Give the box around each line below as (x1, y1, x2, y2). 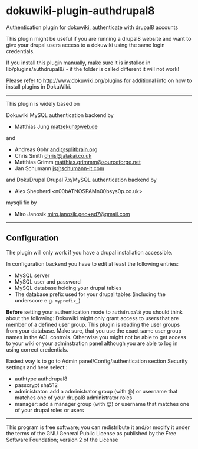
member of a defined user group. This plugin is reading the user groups (6, 321, 180, 328)
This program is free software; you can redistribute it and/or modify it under (6, 424, 190, 431)
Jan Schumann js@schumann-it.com (14, 164, 105, 172)
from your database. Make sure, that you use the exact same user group (6, 327, 181, 334)
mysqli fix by (6, 199, 37, 206)
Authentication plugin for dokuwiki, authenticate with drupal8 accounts (6, 24, 179, 31)
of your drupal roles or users (14, 406, 84, 414)
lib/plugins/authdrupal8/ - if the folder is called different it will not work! (6, 65, 180, 72)
